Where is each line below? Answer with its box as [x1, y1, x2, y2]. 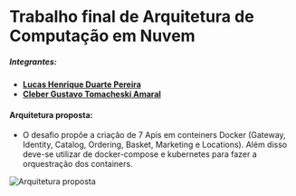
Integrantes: [9, 56, 57, 67]
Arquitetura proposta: [9, 109, 93, 120]
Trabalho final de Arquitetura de [9, 6, 255, 27]
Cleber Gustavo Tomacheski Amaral [22, 89, 161, 100]
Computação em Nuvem [9, 25, 196, 46]
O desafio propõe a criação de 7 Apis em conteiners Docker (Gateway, [22, 130, 287, 141]
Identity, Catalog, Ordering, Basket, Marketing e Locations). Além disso [22, 139, 288, 151]
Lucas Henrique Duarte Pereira [22, 79, 142, 90]
